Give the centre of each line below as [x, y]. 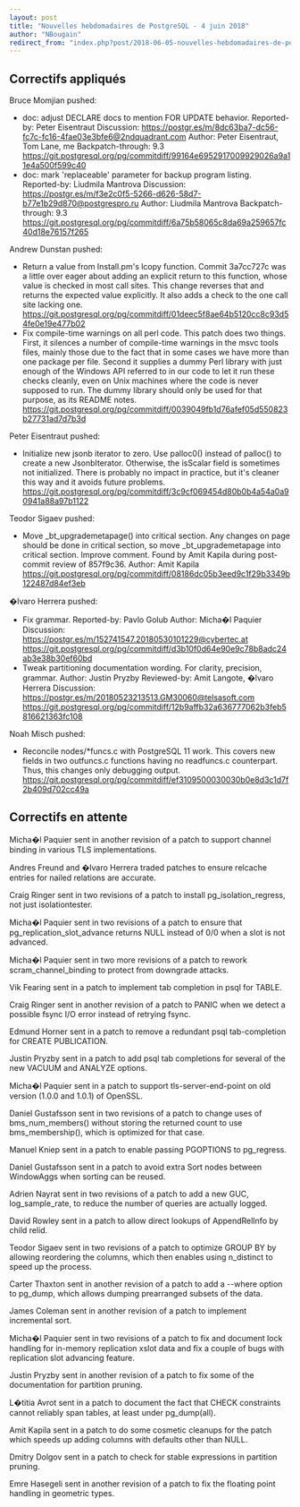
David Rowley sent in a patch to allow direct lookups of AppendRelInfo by [144, 1220]
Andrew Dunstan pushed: [56, 249]
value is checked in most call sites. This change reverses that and [143, 286]
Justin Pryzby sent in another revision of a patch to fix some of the [132, 1374]
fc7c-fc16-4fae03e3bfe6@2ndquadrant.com [104, 137]
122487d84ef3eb [54, 584]
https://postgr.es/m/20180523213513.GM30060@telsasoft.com [138, 698]
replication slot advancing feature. [72, 1357]
